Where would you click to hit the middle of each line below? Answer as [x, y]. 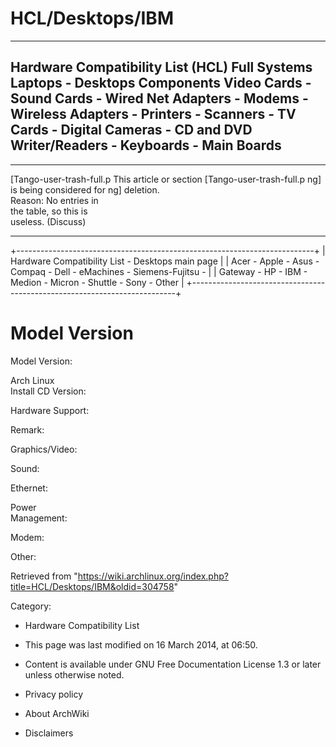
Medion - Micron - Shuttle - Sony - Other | [97, 282]
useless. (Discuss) [48, 221]
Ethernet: [29, 488]
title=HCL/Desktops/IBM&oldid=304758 [92, 586]
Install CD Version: [48, 391]
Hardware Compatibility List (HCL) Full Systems [161, 67]
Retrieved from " [44, 576]
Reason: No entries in [54, 200]
